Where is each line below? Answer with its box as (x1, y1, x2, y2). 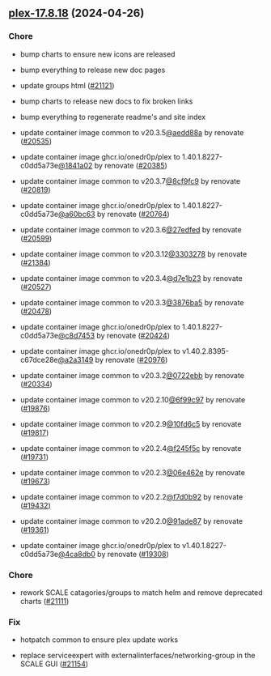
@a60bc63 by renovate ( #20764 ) (57, 209, 170, 219)
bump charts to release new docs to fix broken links (19, 96, 193, 106)
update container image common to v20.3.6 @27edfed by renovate (19, 224, 242, 234)
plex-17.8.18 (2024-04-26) (8, 6, 145, 20)
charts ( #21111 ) (19, 596, 70, 606)
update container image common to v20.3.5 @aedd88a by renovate (19, 127, 244, 137)
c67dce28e (19, 355, 58, 364)
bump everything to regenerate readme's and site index (19, 112, 206, 121)
